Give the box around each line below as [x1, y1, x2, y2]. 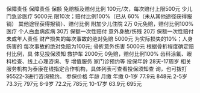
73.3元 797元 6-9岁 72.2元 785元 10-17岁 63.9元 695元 [6, 80, 142, 87]
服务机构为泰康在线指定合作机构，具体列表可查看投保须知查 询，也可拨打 [6, 65, 187, 72]
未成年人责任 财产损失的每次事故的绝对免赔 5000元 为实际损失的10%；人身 [6, 35, 193, 42]
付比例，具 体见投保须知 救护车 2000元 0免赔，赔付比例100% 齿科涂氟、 [6, 50, 187, 57]
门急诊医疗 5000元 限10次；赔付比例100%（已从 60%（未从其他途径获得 [6, 13, 187, 20]
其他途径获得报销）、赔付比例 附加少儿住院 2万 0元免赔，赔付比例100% [17, 20, 194, 27]
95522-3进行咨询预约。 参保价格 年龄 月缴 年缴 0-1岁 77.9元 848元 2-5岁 [6, 73, 188, 80]
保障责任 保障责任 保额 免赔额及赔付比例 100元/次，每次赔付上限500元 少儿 [6, 5, 193, 12]
